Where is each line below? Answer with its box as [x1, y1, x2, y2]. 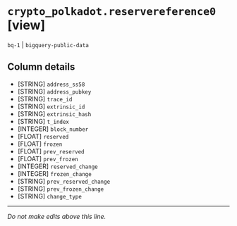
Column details [7, 61, 75, 73]
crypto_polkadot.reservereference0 [7, 5, 217, 18]
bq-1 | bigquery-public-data [7, 40, 90, 49]
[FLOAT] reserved [17, 132, 69, 140]
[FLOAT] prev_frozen [17, 154, 79, 163]
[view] [7, 18, 46, 33]
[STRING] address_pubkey [17, 87, 92, 96]
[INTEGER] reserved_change [17, 162, 98, 170]
